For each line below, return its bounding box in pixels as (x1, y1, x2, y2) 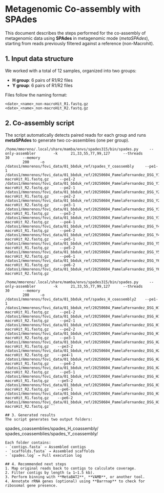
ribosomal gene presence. (5, 483, 58, 488)
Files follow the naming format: (5, 92, 67, 98)
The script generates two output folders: (5, 417, 93, 422)
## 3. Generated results (5, 413, 56, 418)
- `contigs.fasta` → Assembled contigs (5, 444, 86, 449)
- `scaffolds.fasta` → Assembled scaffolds (5, 448, 95, 454)
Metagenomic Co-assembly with (5, 3, 141, 15)
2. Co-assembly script (5, 119, 75, 127)
